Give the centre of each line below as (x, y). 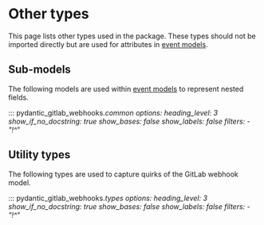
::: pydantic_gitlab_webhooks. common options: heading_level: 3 (113, 112)
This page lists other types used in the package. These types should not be (132, 36)
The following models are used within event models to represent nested (126, 89)
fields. (19, 97)
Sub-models (40, 70)
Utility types (39, 155)
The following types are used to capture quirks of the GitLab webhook (124, 174)
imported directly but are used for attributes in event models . (108, 44)
